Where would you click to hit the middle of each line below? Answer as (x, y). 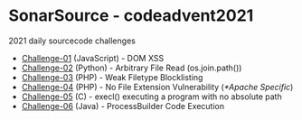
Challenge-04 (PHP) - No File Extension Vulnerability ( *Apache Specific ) (157, 87)
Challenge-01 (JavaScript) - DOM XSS (93, 58)
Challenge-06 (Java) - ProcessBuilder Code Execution (123, 106)
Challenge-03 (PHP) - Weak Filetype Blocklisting (112, 77)
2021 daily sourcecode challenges (72, 41)
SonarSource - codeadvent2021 (131, 16)
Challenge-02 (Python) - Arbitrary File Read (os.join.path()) (132, 68)
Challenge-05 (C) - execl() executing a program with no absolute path (151, 97)
